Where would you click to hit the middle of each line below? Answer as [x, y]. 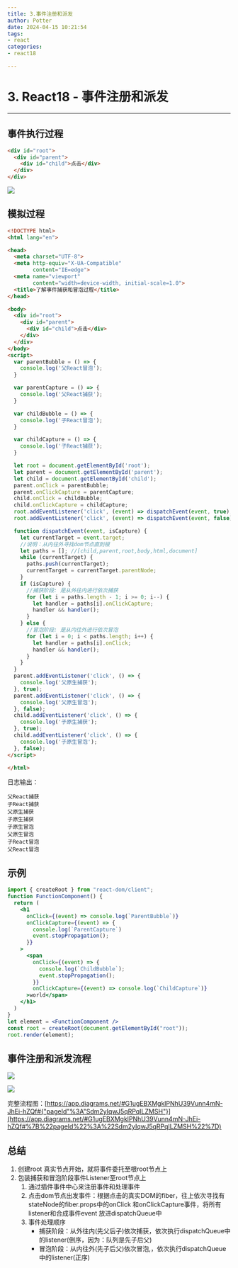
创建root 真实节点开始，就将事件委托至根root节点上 [92, 1169]
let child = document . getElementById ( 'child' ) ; [85, 479]
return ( [27, 903]
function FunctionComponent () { [55, 897]
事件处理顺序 [47, 1222]
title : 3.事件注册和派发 [40, 14]
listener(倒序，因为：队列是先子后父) [98, 1240]
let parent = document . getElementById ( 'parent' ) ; [88, 472]
